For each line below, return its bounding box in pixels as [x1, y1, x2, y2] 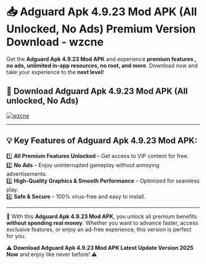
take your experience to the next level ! [6, 68, 104, 75]
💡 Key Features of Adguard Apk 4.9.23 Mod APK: [6, 135, 197, 146]
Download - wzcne [6, 35, 104, 49]
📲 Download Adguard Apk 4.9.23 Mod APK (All [6, 86, 188, 97]
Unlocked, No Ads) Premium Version [6, 22, 196, 36]
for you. [6, 232, 26, 239]
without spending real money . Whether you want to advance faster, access [6, 219, 199, 227]
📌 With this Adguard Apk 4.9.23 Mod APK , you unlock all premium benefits [6, 213, 197, 220]
